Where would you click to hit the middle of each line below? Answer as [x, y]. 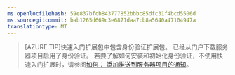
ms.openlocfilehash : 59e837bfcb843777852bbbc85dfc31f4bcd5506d [102, 14]
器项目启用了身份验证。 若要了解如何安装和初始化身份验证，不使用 [121, 56]
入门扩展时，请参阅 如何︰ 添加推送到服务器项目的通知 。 [112, 65]
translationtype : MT [38, 26]
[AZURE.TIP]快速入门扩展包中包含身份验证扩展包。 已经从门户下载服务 [126, 47]
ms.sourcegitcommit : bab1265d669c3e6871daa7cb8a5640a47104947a [102, 20]
